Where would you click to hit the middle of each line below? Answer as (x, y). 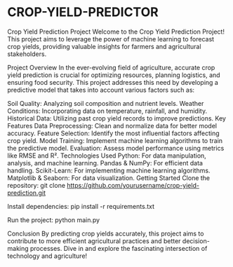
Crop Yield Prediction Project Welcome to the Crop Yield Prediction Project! (116, 32)
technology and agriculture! (47, 256)
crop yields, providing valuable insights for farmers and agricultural (104, 46)
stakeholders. (27, 54)
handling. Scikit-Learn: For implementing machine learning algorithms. (109, 170)
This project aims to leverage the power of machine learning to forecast (111, 39)
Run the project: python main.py (54, 220)
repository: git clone (36, 185)
